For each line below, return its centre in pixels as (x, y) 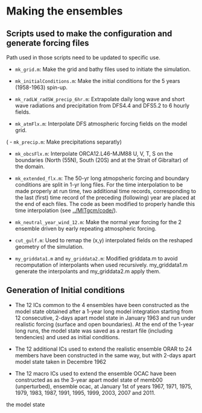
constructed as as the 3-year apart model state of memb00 (89, 380)
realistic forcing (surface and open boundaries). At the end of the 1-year (104, 324)
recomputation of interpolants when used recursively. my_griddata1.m (101, 265)
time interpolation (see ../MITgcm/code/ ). (66, 210)
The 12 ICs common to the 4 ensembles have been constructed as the (102, 305)
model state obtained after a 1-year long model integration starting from (104, 311)
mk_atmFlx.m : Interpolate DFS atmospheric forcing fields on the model (101, 124)
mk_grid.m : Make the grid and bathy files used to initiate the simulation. (103, 69)
